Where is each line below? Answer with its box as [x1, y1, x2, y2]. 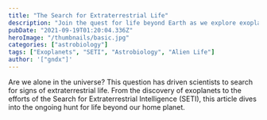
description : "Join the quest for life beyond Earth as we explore [8, 19, 237, 27]
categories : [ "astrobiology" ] [8, 41, 109, 49]
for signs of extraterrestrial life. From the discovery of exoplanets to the [8, 85, 242, 95]
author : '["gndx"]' [8, 56, 73, 64]
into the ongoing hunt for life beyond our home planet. [8, 102, 185, 111]
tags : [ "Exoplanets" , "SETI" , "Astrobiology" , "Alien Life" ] [8, 48, 215, 56]
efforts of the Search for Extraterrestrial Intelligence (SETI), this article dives [8, 94, 257, 103]
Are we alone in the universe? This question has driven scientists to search [8, 77, 253, 87]
